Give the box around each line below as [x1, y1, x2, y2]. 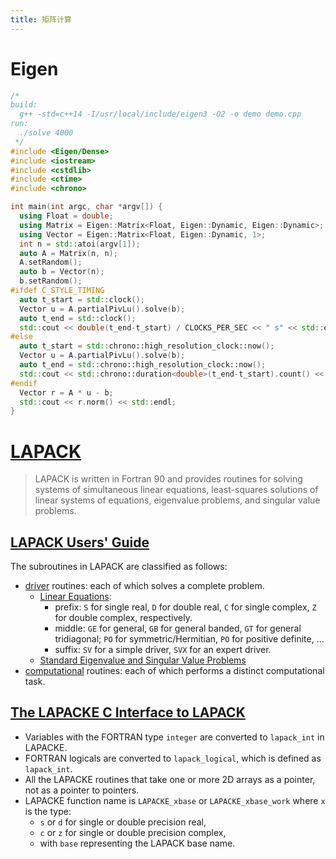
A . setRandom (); [19, 257, 83, 268]
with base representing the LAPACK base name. [39, 837, 236, 849]
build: [10, 100, 38, 110]
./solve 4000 [19, 128, 74, 138]
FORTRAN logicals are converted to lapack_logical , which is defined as [24, 752, 322, 764]
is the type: [24, 805, 72, 817]
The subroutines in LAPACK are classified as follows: [10, 561, 228, 573]
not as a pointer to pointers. [24, 784, 140, 796]
